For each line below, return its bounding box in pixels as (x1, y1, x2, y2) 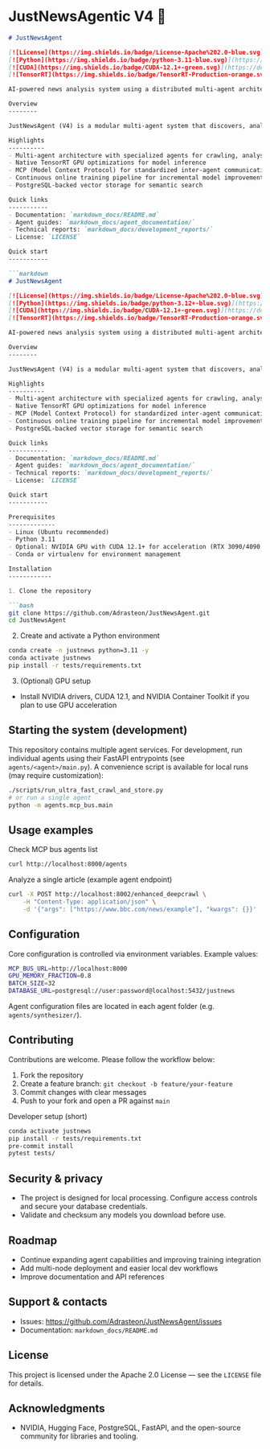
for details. (8, 1378, 44, 1388)
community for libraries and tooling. (19, 1431, 139, 1441)
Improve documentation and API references (19, 1271, 165, 1282)
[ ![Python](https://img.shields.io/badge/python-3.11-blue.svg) (8, 56, 228, 64)
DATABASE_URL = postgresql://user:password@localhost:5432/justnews (8, 987, 235, 995)
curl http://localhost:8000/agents (8, 860, 128, 868)
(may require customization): (8, 770, 104, 780)
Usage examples (8, 823, 94, 837)
